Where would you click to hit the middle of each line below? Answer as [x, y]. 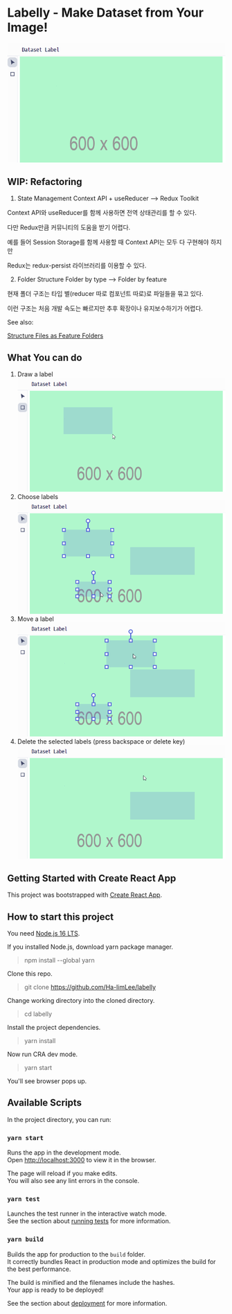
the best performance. [39, 1269]
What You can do [45, 357]
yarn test [24, 1199]
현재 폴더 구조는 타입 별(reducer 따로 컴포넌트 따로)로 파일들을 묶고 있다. [105, 294]
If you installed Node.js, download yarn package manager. [90, 947]
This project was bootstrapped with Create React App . [85, 895]
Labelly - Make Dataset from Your [106, 13]
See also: [20, 322]
